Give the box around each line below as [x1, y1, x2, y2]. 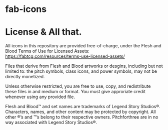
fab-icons [5, 3, 46, 15]
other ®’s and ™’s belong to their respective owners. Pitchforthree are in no [5, 114, 158, 120]
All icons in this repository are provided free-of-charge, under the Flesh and [5, 43, 161, 49]
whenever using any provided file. [5, 94, 75, 100]
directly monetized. [5, 74, 45, 80]
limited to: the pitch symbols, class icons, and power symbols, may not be [5, 68, 157, 74]
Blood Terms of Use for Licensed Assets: [5, 48, 90, 54]
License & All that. [5, 26, 82, 38]
